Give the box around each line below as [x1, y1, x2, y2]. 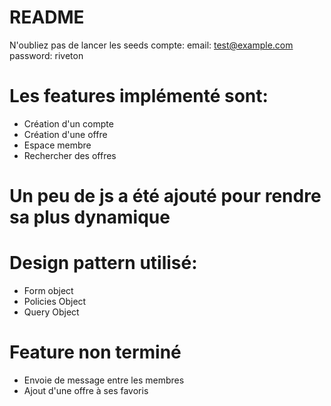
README [9, 6, 85, 29]
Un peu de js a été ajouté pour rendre [9, 185, 322, 208]
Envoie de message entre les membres [23, 374, 185, 386]
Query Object [23, 306, 80, 318]
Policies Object [23, 296, 87, 307]
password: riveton [9, 49, 84, 61]
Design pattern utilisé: [9, 252, 198, 275]
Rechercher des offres [23, 149, 117, 161]
